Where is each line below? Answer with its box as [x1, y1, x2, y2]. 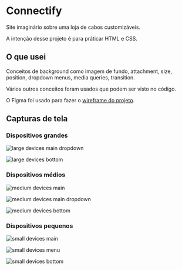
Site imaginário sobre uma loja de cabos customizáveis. [6, 24, 141, 31]
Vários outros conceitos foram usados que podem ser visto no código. [6, 85, 177, 92]
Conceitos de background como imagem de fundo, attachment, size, [6, 68, 173, 75]
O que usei [6, 52, 46, 62]
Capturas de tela [6, 114, 68, 124]
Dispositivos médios [6, 171, 66, 179]
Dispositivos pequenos [6, 222, 73, 230]
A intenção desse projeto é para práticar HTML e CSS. [6, 35, 138, 42]
